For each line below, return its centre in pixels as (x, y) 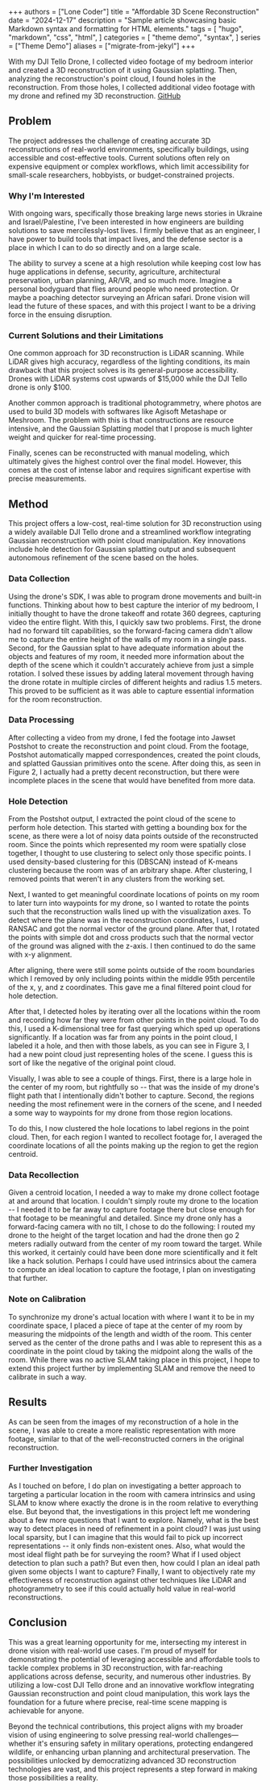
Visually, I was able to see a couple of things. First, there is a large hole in (130, 1079)
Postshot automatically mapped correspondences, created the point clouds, (135, 754)
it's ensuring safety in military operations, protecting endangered (145, 1743)
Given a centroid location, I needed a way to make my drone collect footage (134, 1192)
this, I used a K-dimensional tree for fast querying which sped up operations (134, 1029)
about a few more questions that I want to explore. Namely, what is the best (134, 1520)
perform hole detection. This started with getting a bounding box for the (128, 828)
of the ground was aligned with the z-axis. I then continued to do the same (132, 946)
